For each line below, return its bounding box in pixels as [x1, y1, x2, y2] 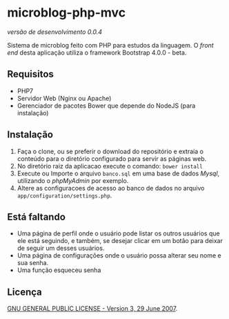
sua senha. [17, 259, 49, 267]
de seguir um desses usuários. [17, 244, 105, 253]
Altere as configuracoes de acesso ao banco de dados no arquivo [17, 184, 205, 192]
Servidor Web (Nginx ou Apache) [17, 94, 112, 102]
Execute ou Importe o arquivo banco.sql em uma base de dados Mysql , [17, 169, 220, 177]
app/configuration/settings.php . [17, 191, 112, 200]
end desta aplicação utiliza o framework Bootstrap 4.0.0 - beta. [7, 48, 187, 57]
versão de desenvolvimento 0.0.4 [7, 28, 102, 36]
